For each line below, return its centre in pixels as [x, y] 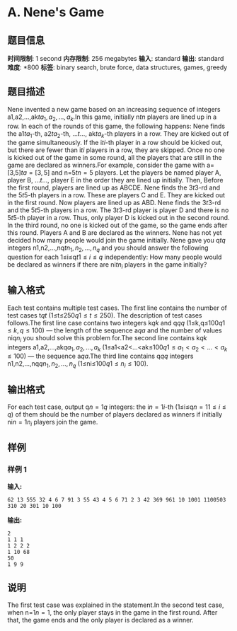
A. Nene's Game [56, 12]
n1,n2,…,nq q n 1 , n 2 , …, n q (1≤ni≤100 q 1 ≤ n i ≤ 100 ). [78, 365]
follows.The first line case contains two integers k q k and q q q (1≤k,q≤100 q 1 [116, 323]
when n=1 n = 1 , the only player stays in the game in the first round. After [112, 613]
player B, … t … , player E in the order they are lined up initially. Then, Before [115, 180]
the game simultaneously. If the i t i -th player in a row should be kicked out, [115, 143]
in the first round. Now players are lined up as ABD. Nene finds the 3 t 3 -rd [114, 203]
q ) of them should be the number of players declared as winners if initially [115, 415]
